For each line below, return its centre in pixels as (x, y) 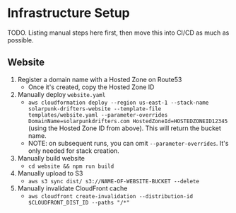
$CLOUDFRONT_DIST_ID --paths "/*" (79, 202)
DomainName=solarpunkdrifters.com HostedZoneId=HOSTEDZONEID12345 (128, 121)
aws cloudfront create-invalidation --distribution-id (110, 196)
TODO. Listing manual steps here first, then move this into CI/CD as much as (118, 33)
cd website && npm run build (71, 166)
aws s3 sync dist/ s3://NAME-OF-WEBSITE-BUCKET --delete (114, 181)
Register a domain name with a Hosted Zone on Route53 (100, 79)
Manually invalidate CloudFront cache (72, 188)
